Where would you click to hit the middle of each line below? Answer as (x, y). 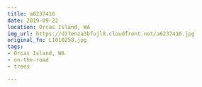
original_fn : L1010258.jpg (47, 40)
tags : (15, 47)
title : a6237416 (31, 14)
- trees (19, 66)
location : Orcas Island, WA (49, 27)
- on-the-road (28, 60)
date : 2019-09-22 (33, 21)
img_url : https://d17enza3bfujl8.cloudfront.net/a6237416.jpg (101, 34)
